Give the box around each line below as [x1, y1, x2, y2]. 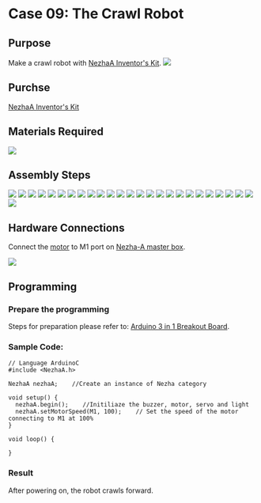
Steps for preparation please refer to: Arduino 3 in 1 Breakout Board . [8, 321, 230, 331]
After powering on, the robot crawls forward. [8, 486, 154, 495]
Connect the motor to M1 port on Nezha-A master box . [8, 242, 186, 251]
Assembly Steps [8, 168, 91, 182]
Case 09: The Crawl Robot [8, 5, 184, 23]
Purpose [8, 36, 51, 50]
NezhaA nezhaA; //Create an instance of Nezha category [8, 380, 207, 388]
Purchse [8, 81, 51, 95]
